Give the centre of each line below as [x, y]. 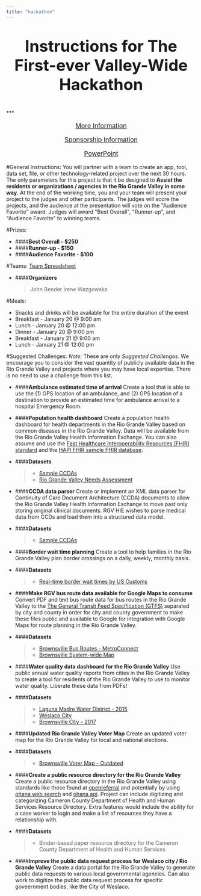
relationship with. [36, 820]
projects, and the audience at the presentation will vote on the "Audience [97, 205]
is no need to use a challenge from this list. [59, 375]
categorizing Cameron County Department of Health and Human [95, 800]
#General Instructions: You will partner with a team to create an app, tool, [97, 167]
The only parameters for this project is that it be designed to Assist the [94, 180]
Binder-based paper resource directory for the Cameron [109, 842]
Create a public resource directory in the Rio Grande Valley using [95, 781]
